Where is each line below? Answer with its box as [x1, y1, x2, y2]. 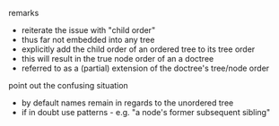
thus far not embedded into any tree [21, 35, 155, 45]
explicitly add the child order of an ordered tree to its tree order [21, 44, 256, 55]
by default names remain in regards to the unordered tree [21, 97, 234, 108]
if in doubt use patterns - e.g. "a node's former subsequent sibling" [21, 107, 271, 117]
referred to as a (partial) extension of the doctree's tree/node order [21, 63, 270, 73]
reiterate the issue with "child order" [21, 25, 156, 35]
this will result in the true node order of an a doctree [21, 54, 214, 63]
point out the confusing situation [8, 80, 129, 90]
